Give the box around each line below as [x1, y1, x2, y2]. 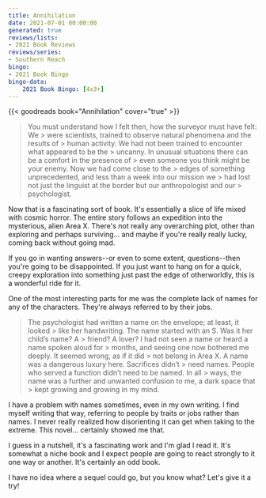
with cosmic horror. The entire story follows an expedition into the [8, 213, 223, 222]
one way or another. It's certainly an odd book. [8, 458, 161, 467]
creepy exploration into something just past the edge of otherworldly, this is [8, 270, 255, 280]
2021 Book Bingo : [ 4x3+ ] [22, 85, 104, 93]
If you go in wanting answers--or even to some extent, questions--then [8, 254, 241, 263]
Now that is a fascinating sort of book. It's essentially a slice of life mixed [8, 205, 246, 214]
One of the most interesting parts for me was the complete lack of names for [8, 294, 258, 304]
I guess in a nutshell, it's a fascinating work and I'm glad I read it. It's [8, 440, 231, 451]
